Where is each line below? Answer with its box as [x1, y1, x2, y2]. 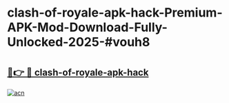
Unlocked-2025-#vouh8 [7, 35, 150, 50]
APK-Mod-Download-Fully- [7, 19, 168, 35]
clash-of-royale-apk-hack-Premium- [7, 5, 223, 21]
